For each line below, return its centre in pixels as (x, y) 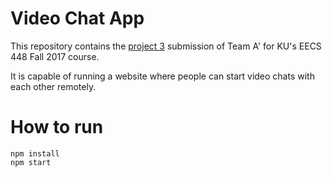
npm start (31, 162)
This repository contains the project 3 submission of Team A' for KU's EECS (166, 46)
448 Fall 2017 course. (55, 56)
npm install (35, 153)
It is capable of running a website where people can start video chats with (162, 76)
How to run (57, 127)
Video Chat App (77, 18)
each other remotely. (53, 86)
